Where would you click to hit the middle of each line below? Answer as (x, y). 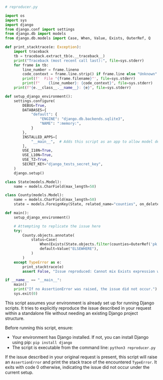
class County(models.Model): (34, 195)
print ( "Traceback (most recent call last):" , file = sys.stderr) (79, 61)
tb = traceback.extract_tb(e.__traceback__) (59, 56)
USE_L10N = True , (38, 155)
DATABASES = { (35, 110)
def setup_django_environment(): (39, 96)
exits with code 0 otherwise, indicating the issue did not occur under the (77, 367)
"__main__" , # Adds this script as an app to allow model (92, 141)
